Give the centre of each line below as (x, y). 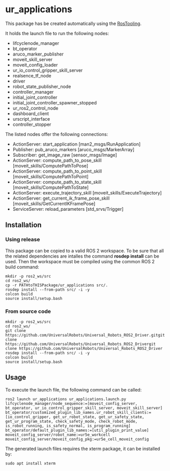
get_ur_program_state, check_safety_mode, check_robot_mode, (72, 421)
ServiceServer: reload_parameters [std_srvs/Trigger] (68, 209)
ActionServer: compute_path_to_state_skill (57, 182)
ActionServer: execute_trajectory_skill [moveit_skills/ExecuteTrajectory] (87, 192)
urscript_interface (31, 119)
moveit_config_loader (35, 65)
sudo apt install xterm (31, 463)
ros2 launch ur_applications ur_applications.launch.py (66, 399)
